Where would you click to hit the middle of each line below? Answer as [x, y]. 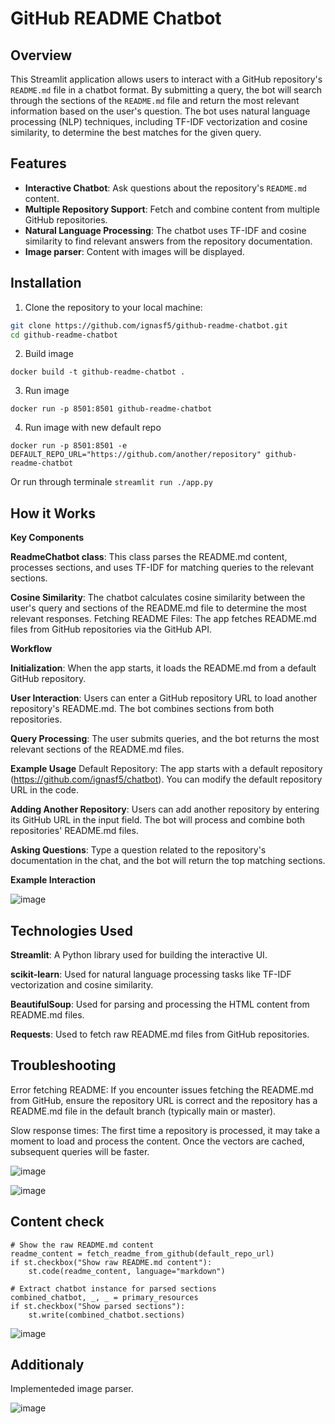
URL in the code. [44, 790]
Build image [49, 354]
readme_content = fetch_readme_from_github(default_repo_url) [142, 1253]
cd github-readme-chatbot [64, 335]
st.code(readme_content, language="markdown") [127, 1271]
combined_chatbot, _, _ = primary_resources [104, 1297]
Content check [57, 1222]
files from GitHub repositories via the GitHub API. [111, 629]
